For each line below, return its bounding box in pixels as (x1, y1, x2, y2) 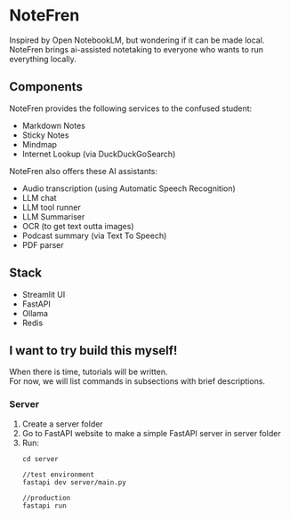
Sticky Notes (21, 130, 69, 140)
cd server (21, 454, 60, 463)
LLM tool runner (21, 202, 82, 212)
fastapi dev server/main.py (21, 477, 126, 487)
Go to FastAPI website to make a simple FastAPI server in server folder (21, 427, 282, 438)
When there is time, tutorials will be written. (9, 366, 168, 378)
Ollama (21, 307, 49, 318)
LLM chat (21, 192, 57, 203)
